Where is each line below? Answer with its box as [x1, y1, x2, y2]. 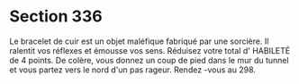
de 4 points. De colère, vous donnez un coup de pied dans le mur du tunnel [9, 55, 290, 65]
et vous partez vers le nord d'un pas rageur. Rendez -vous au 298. [9, 64, 257, 75]
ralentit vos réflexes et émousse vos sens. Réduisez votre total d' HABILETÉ [9, 45, 291, 55]
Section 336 [9, 6, 103, 27]
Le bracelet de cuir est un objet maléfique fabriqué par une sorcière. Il [9, 36, 269, 46]
